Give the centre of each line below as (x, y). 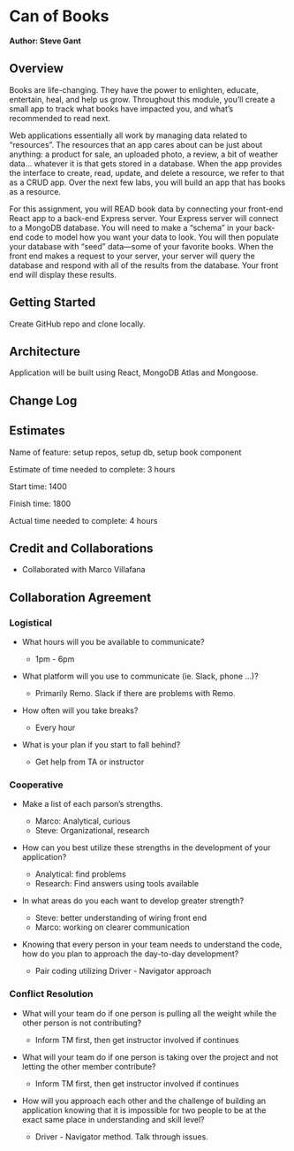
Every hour (55, 728)
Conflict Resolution (51, 994)
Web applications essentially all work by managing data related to (128, 135)
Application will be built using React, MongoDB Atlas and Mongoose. (134, 372)
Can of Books (59, 16)
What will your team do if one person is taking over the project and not (150, 1057)
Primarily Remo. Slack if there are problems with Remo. (135, 694)
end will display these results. (63, 274)
